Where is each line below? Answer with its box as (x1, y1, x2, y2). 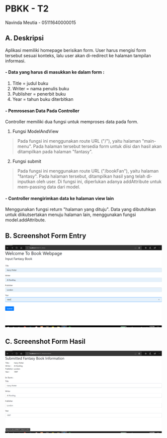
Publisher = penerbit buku (12, 91, 66, 97)
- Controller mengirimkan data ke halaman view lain (5, 195, 114, 201)
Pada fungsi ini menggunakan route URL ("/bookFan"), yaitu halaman (17, 168, 159, 174)
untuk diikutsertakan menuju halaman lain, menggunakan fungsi (5, 212, 136, 218)
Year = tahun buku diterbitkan (12, 96, 74, 102)
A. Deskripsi (5, 34, 44, 42)
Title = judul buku (12, 80, 49, 86)
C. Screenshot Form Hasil (5, 337, 85, 346)
